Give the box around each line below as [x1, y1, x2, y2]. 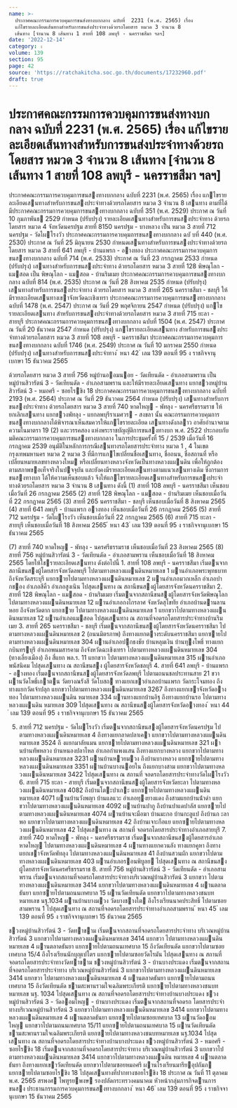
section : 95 [8, 56, 43, 63]
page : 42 [8, 62, 34, 70]
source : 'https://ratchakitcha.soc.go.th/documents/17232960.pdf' [8, 69, 207, 76]
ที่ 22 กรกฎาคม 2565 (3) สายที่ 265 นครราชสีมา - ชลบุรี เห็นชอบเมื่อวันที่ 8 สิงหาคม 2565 [8, 497, 226, 506]
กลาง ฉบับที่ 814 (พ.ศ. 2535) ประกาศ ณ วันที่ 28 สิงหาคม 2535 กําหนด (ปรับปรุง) [8, 278, 207, 286]
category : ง [8, 43, 43, 50]
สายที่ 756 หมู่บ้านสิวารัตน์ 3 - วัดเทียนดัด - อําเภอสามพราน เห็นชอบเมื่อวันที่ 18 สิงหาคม [8, 550, 215, 559]
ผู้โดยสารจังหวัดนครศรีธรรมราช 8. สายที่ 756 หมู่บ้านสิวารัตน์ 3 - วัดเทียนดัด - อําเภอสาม [18, 865, 226, 873]
